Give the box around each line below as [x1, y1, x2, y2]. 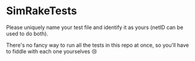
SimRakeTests [6, 4, 77, 18]
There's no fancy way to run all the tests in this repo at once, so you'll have [6, 41, 190, 49]
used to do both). [6, 30, 49, 37]
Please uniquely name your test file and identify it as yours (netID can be [6, 24, 184, 31]
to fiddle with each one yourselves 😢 [6, 47, 98, 54]
